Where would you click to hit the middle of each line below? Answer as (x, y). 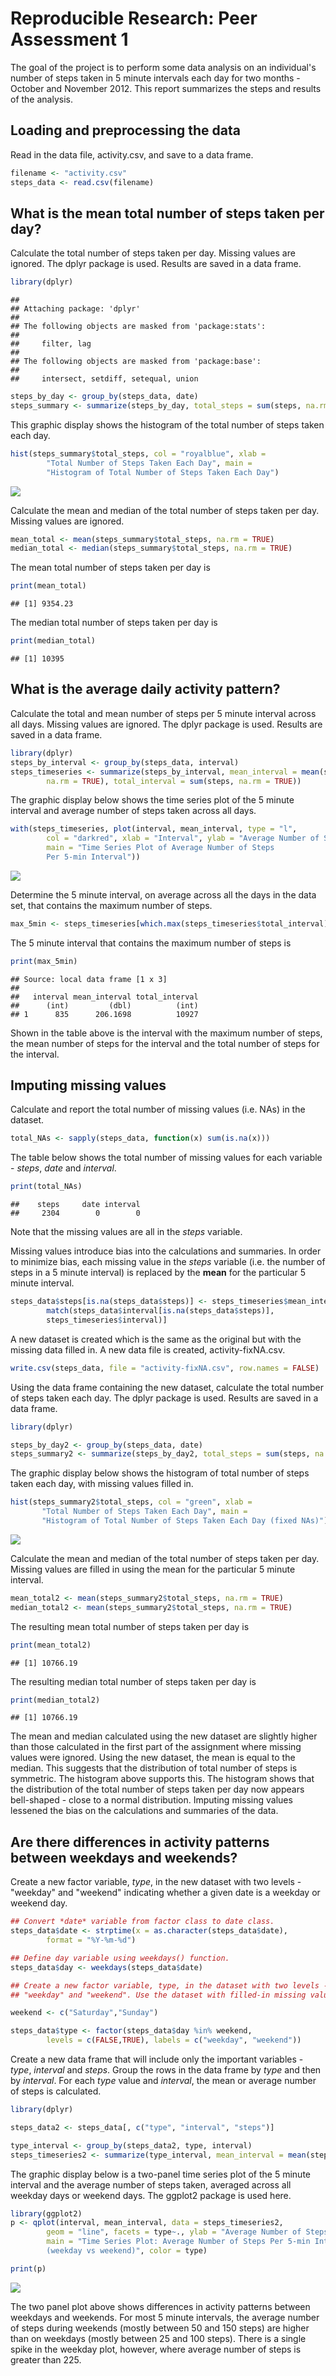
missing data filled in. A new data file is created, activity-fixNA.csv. (148, 1349)
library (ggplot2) (46, 2213)
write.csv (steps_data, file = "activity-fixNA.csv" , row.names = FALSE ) (165, 1368)
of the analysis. (41, 99)
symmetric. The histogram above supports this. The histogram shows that (162, 1779)
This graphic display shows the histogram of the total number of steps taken (167, 424)
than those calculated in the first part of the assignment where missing (156, 1747)
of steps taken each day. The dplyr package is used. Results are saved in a (164, 1398)
